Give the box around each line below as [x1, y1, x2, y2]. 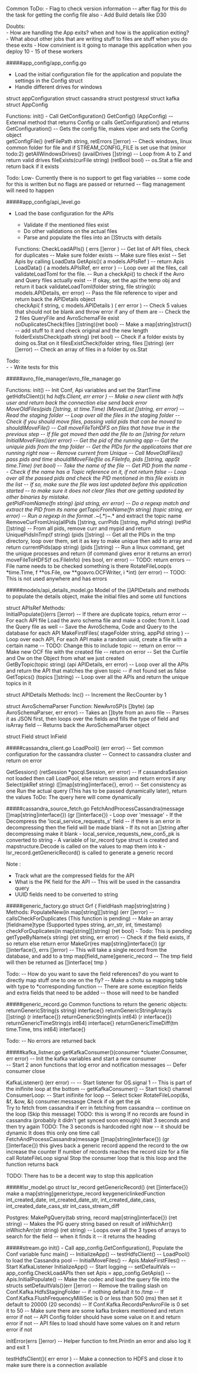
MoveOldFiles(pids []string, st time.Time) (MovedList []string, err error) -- [6, 405, 185, 412]
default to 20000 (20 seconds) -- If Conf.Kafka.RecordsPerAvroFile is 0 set [6, 1301, 189, 1308]
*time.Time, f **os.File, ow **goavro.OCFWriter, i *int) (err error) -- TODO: [6, 569, 187, 576]
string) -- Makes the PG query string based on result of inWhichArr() [6, 1220, 173, 1227]
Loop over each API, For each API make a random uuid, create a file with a [6, 636, 187, 642]
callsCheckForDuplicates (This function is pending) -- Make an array [6, 915, 173, 922]
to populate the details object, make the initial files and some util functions [6, 593, 187, 600]
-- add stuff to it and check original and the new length [14, 327, 149, 334]
